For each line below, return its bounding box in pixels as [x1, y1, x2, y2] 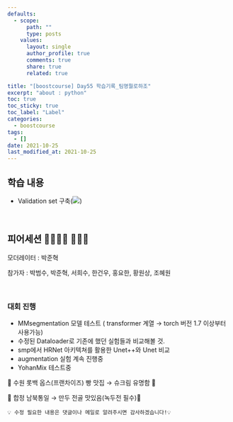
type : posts [25, 30, 62, 38]
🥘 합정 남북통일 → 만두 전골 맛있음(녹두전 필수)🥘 [7, 394, 142, 402]
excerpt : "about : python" [7, 89, 87, 96]
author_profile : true [25, 50, 91, 57]
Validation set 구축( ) [17, 196, 83, 205]
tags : [7, 128, 23, 135]
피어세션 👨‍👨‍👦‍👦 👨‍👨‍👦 [7, 233, 89, 245]
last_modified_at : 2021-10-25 [7, 148, 97, 156]
